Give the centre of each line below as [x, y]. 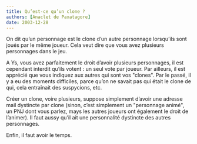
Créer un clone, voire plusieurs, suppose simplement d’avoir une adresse [95, 99]
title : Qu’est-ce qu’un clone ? [46, 11]
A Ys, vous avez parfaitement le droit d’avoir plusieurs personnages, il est [95, 63]
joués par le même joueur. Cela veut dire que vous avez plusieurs [85, 45]
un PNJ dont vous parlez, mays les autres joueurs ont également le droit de [97, 111]
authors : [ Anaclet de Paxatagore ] [49, 17]
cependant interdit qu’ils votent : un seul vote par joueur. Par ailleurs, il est [96, 69]
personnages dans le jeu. [37, 52]
